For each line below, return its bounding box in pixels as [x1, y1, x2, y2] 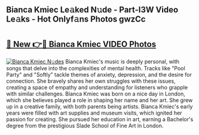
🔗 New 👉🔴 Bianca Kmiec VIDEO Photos [6, 39, 157, 49]
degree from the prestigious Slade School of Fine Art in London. [6, 122, 164, 129]
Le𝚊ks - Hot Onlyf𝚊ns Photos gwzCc [6, 14, 146, 25]
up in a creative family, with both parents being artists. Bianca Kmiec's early [6, 103, 193, 110]
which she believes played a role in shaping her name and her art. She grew [6, 97, 193, 104]
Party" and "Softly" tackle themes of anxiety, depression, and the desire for [6, 71, 192, 78]
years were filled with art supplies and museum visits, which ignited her [6, 109, 182, 116]
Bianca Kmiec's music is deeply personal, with [65, 58, 180, 65]
